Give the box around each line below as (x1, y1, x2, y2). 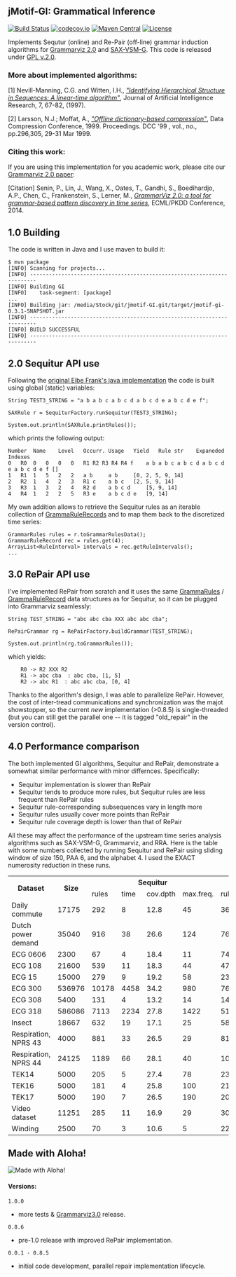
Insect (11, 1018, 32, 1027)
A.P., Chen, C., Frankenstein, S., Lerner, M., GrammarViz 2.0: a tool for (8, 191, 211, 200)
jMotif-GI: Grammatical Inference (8, 6, 156, 18)
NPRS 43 (11, 1037, 41, 1047)
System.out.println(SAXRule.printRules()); (8, 422, 137, 429)
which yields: (8, 652, 46, 661)
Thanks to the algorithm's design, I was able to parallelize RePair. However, (8, 690, 225, 699)
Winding (11, 1124, 39, 1133)
